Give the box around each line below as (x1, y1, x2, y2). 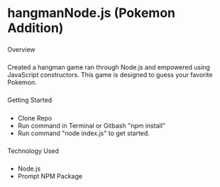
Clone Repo (17, 113, 53, 122)
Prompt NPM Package (17, 172, 83, 181)
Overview (7, 45, 35, 54)
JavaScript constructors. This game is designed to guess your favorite (7, 71, 213, 79)
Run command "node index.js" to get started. (17, 129, 150, 137)
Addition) (7, 20, 64, 36)
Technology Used (7, 147, 59, 155)
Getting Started (7, 96, 53, 104)
